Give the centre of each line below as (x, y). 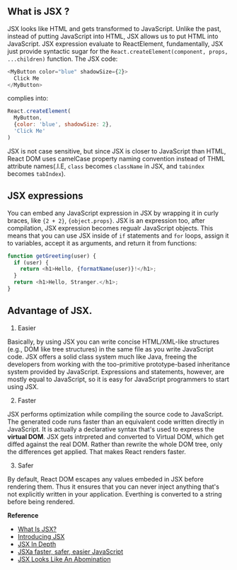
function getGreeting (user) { (52, 256)
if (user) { (31, 262)
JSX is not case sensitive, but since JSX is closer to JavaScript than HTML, (117, 151)
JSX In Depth (37, 544)
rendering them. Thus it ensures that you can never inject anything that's (113, 487)
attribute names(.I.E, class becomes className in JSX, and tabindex (106, 166)
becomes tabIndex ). (36, 173)
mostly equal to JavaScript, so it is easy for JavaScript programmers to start (118, 379)
